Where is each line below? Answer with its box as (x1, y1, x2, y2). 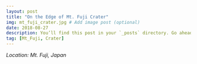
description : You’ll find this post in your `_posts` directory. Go (6, 30, 177, 36)
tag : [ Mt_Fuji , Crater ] (6, 35, 64, 41)
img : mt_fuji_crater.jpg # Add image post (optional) (6, 19, 141, 25)
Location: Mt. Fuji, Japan (6, 52, 66, 58)
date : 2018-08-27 (6, 24, 49, 31)
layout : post (6, 8, 38, 15)
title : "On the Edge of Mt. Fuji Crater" (6, 14, 109, 20)
